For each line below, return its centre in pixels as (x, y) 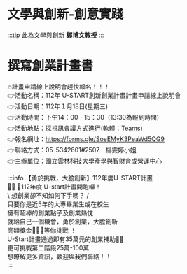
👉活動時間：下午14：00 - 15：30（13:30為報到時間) (83, 117)
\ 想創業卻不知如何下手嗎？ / (48, 195)
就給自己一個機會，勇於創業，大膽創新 (62, 222)
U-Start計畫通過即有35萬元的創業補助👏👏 (65, 239)
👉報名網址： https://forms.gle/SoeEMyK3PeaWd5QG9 (86, 139)
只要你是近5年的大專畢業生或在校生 (58, 204)
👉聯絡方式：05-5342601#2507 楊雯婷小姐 (72, 150)
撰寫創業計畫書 (50, 66)
